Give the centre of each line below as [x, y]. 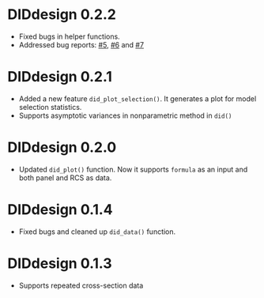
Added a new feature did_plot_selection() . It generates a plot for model [138, 98]
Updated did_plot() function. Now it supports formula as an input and [133, 169]
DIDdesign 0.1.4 [60, 209]
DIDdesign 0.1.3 [60, 263]
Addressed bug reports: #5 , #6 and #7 [81, 44]
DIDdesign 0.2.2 [62, 15]
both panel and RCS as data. [65, 177]
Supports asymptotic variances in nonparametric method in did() [125, 115]
